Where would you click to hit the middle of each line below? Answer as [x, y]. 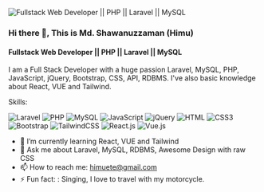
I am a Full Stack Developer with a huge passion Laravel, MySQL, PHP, [124, 70]
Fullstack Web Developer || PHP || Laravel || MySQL [95, 52]
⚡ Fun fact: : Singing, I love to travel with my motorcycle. [112, 179]
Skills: [18, 102]
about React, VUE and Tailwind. [60, 87]
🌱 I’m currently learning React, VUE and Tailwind [99, 141]
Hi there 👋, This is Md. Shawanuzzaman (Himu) [101, 33]
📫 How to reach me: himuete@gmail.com [89, 167]
